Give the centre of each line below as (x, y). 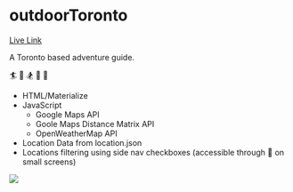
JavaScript (42, 105)
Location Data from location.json (82, 142)
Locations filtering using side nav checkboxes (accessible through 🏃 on (153, 152)
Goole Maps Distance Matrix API (95, 124)
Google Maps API (67, 114)
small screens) (49, 162)
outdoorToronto (69, 16)
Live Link (26, 40)
